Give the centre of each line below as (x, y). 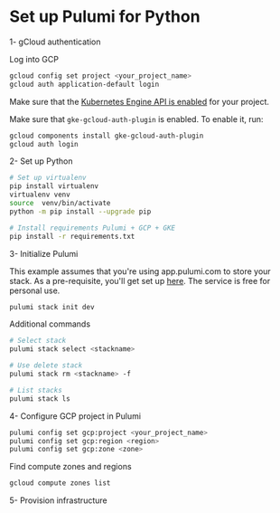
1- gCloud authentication (55, 42)
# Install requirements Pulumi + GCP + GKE (93, 228)
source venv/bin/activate (60, 204)
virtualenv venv (40, 195)
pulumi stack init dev (52, 307)
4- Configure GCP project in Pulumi (75, 416)
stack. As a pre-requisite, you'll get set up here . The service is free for (140, 280)
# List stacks (36, 390)
